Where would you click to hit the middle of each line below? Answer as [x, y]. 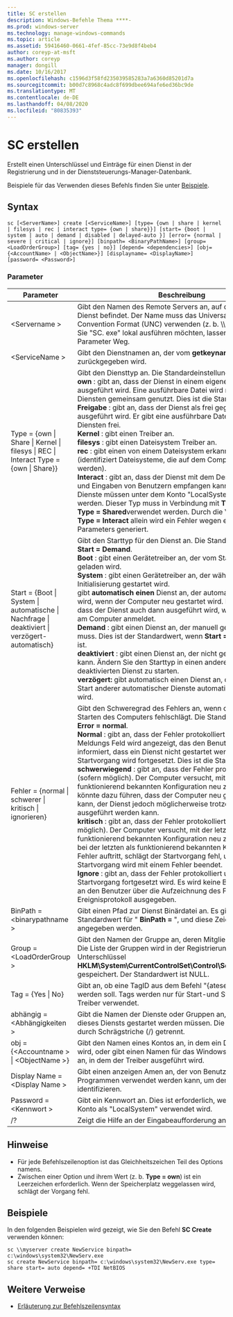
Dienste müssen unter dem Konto [131, 494]
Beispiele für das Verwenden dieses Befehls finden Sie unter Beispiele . [108, 185]
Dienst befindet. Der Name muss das [137, 315]
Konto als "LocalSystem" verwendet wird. [145, 1108]
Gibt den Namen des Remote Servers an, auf [150, 307]
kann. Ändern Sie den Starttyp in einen [140, 662]
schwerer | [28, 799]
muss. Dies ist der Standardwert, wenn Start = [153, 636]
